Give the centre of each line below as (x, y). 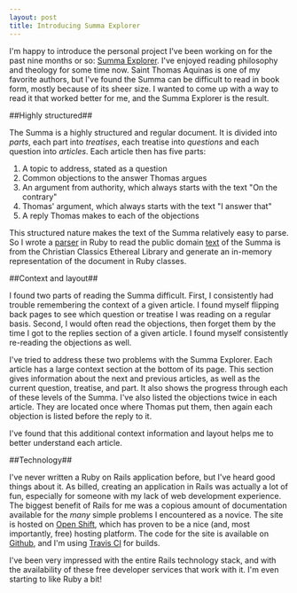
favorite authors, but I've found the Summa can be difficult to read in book (145, 79)
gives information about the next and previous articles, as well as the (135, 378)
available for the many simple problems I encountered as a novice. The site (146, 514)
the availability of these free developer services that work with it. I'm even (144, 569)
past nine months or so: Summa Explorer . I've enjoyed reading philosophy (144, 60)
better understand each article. (66, 442)
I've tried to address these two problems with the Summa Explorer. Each (141, 359)
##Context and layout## (54, 278)
